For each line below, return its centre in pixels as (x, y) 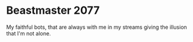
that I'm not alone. (28, 33)
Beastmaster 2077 (53, 10)
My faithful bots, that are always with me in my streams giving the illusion (97, 27)
